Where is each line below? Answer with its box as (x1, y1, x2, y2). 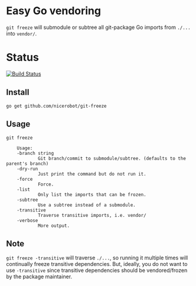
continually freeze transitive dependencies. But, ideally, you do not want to (6, 261, 188, 268)
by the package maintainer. (6, 273, 73, 280)
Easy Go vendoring (6, 4, 102, 18)
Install (6, 87, 30, 97)
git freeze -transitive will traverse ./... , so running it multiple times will (6, 254, 188, 261)
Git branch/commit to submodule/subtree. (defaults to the (37, 155, 186, 161)
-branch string (17, 150, 54, 156)
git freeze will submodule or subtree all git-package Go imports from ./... (6, 24, 191, 31)
